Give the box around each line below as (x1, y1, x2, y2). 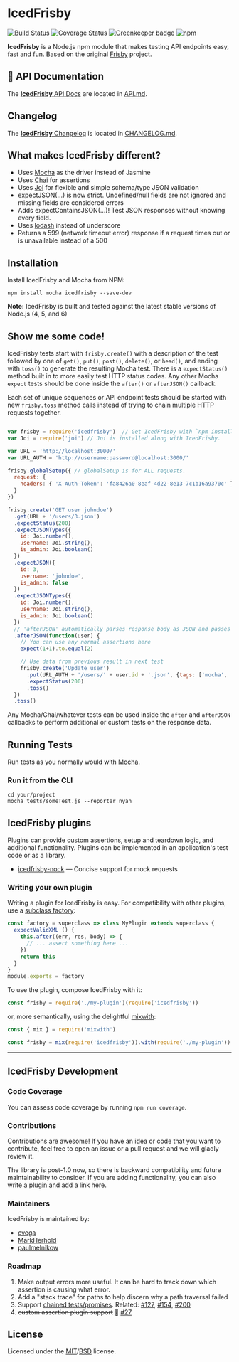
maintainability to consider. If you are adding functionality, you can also (7, 1173, 216, 1181)
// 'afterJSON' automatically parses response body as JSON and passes (14, 625, 231, 632)
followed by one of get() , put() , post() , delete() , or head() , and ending (7, 357, 218, 365)
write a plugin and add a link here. (7, 1181, 107, 1189)
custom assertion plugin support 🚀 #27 (17, 1307, 132, 1316)
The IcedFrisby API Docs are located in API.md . (7, 89, 147, 97)
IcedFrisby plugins (7, 816, 92, 829)
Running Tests (7, 738, 73, 751)
